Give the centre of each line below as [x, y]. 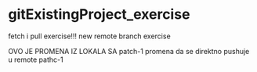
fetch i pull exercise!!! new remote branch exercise [89, 36]
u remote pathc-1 [36, 59]
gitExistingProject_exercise [99, 14]
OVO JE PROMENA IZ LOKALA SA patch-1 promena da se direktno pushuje [129, 51]
